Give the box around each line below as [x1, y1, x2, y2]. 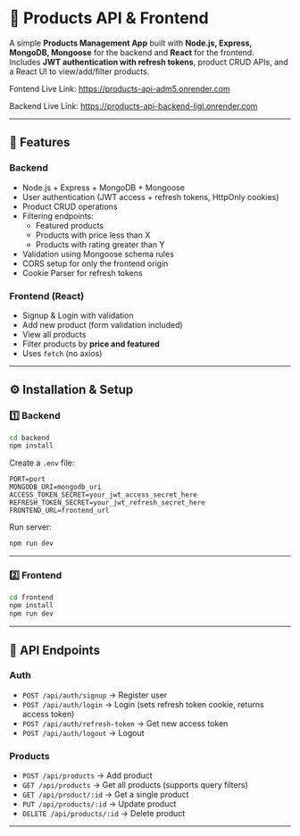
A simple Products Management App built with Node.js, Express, [9, 38, 253, 48]
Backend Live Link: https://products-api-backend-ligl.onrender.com [9, 100, 258, 111]
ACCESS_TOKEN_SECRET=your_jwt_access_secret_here [9, 490, 198, 499]
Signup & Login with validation [21, 310, 134, 321]
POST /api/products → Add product [21, 770, 154, 781]
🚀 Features [9, 135, 71, 150]
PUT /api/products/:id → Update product [21, 798, 177, 809]
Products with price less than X [35, 230, 151, 240]
